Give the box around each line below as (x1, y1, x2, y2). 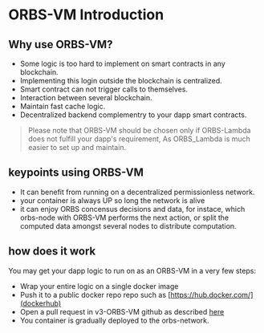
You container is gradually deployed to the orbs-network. (19, 315, 209, 325)
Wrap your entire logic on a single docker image (19, 281, 179, 290)
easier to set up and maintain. (27, 143, 127, 152)
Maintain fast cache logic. (19, 102, 106, 111)
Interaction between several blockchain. (19, 93, 152, 102)
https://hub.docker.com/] (170, 290, 254, 299)
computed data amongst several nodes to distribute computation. (19, 221, 237, 230)
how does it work (8, 245, 96, 258)
